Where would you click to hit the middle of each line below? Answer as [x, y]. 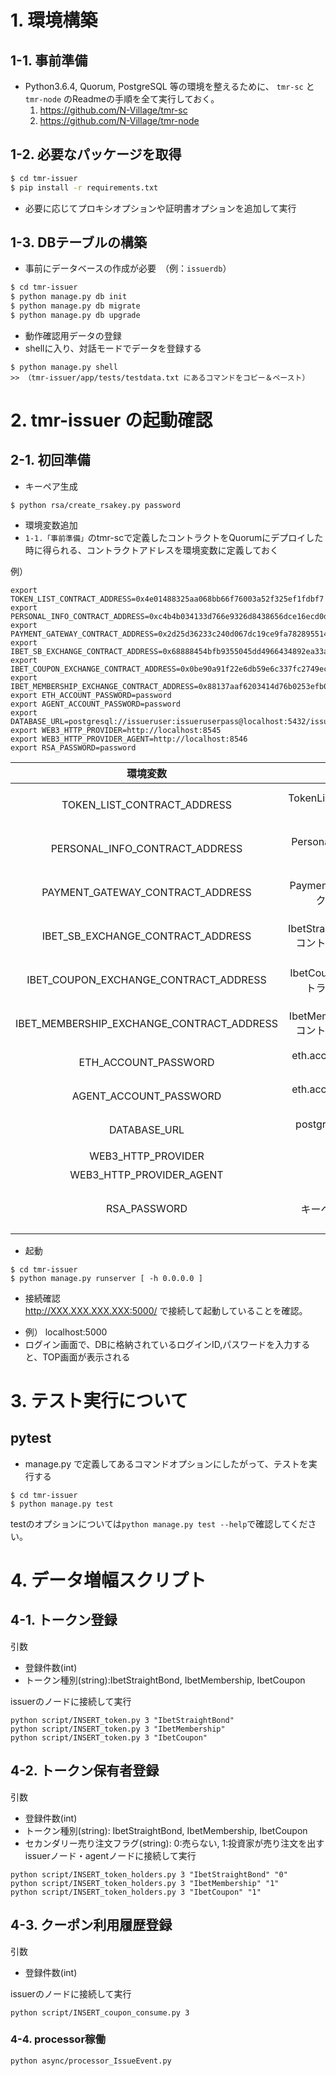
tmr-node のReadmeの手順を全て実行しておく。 [122, 99]
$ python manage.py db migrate [75, 306]
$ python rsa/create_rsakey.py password [96, 505]
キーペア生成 [51, 486]
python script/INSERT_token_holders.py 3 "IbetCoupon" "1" [136, 1892]
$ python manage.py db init [69, 297]
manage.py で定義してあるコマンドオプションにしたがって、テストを [166, 1463]
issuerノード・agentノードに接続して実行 [110, 1855]
